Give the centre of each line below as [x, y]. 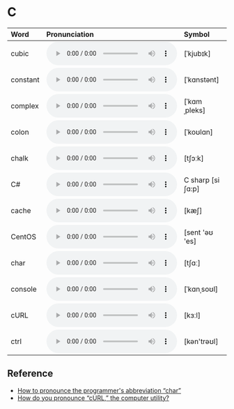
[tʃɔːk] [194, 158]
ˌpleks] [194, 110]
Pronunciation [70, 34]
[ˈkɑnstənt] [201, 80]
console [24, 289]
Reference [30, 374]
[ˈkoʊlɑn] [198, 132]
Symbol [197, 34]
